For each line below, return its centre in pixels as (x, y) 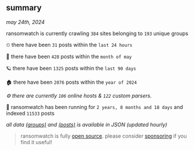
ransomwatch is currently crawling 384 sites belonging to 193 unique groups (97, 33)
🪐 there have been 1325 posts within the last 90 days (71, 68)
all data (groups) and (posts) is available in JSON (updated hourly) (87, 124)
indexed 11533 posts (30, 113)
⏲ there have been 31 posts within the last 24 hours (69, 45)
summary (24, 8)
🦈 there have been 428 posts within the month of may (69, 56)
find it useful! (36, 142)
